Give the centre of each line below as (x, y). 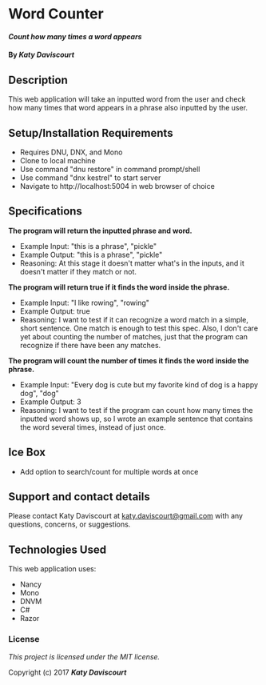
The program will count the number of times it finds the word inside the (129, 360)
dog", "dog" (40, 393)
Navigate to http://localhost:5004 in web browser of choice (117, 186)
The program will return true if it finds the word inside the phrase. (119, 287)
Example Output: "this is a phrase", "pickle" (91, 254)
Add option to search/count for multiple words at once (109, 471)
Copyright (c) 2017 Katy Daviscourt (67, 672)
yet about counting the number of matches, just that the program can (133, 336)
